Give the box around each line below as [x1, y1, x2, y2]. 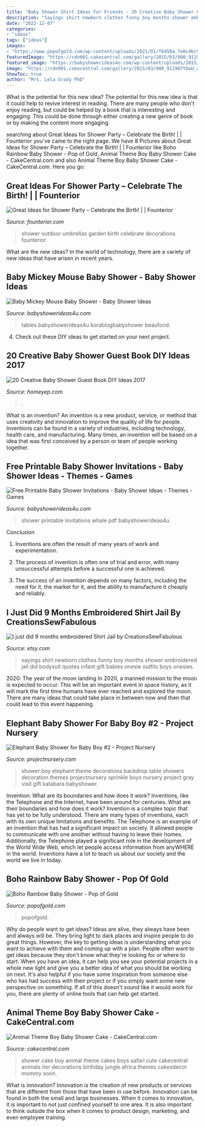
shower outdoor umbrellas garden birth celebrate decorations [21, 230, 176, 237]
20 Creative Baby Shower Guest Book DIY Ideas [6, 350, 190, 361]
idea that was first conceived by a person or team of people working [6, 437, 178, 444]
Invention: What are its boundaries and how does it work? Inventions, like [6, 792, 189, 799]
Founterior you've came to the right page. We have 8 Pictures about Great [6, 137, 191, 145]
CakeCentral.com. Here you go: [6, 163, 85, 171]
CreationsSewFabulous [6, 617, 97, 627]
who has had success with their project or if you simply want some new [6, 977, 186, 984]
